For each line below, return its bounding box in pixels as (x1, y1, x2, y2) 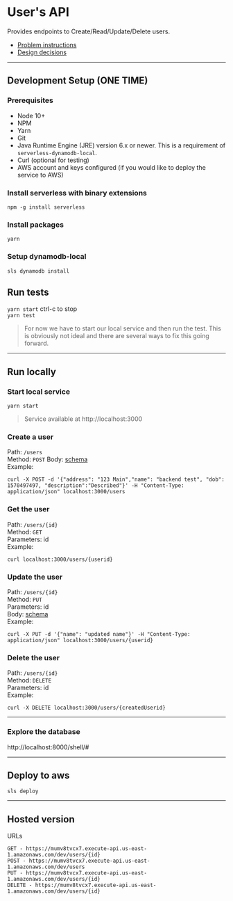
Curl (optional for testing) (17, 156, 90, 164)
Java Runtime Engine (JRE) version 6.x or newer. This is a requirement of (17, 141, 226, 150)
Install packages (7, 220, 64, 230)
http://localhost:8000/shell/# (7, 742, 89, 751)
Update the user (7, 572, 63, 582)
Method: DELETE (7, 676, 52, 685)
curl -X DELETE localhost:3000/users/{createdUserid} (7, 704, 166, 712)
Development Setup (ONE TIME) (7, 74, 148, 87)
